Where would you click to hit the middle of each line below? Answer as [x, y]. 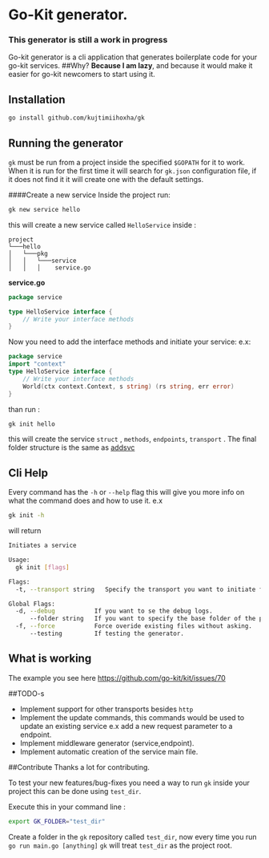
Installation [37, 99]
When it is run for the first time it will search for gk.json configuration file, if [132, 171]
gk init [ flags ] [42, 567]
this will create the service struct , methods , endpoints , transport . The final [132, 439]
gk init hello [32, 424]
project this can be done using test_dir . [75, 791]
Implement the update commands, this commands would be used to [132, 717]
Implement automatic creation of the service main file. [109, 751]
